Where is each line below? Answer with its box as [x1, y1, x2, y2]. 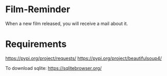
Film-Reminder [5, 4, 70, 15]
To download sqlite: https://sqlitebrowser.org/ [5, 65, 102, 71]
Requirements [5, 38, 67, 50]
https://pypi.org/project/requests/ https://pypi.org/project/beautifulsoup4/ [5, 55, 162, 61]
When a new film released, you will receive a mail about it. [5, 20, 128, 27]
